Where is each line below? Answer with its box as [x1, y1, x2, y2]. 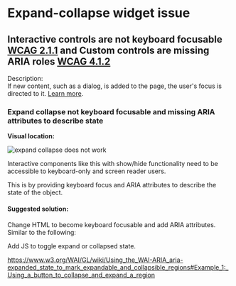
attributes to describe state [7, 116, 104, 126]
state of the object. [7, 188, 63, 197]
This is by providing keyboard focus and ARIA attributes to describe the [7, 181, 217, 189]
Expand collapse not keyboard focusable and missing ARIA [7, 106, 215, 116]
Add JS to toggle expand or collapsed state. [7, 241, 136, 250]
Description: [7, 75, 43, 82]
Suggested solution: [7, 204, 69, 213]
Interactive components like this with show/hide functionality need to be [7, 160, 218, 168]
